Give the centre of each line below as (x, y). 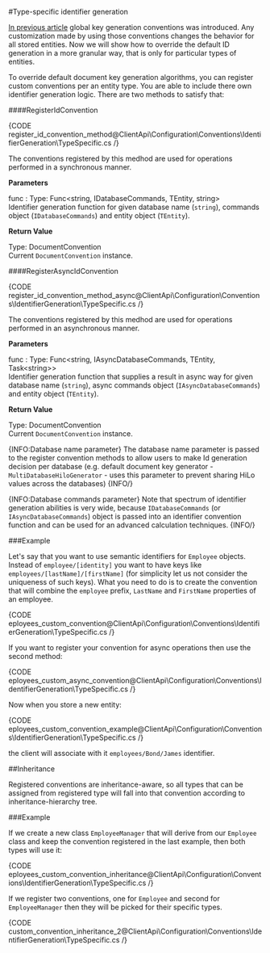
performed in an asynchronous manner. (74, 328)
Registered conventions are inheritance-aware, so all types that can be (126, 784)
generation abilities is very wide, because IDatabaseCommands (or (115, 508)
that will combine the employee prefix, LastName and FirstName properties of (132, 590)
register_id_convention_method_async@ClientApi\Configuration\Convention (134, 295)
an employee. (31, 599)
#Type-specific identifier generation (69, 12)
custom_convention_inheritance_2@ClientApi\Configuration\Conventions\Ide (135, 931)
